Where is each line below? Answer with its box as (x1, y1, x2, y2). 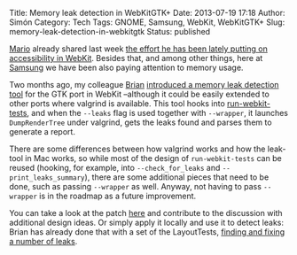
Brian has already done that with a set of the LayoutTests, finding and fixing (9, 227, 285, 237)
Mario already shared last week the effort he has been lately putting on (9, 43, 268, 54)
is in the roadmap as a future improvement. (39, 190, 197, 201)
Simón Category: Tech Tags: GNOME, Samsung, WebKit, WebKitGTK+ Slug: (9, 17, 285, 27)
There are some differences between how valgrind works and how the (9, 143, 266, 154)
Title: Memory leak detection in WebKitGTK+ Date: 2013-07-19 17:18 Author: (9, 8, 285, 18)
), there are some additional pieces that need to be (84, 172, 270, 182)
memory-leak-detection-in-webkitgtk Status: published (9, 27, 211, 36)
